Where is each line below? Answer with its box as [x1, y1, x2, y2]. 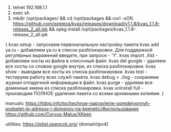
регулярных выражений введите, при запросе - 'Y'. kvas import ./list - [5, 52, 158, 58]
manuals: [5, 100, 25, 106]
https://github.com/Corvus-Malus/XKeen [5, 111, 92, 117]
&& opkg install [48, 26, 81, 32]
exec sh [12, 10, 30, 16]
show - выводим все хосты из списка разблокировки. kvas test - [5, 69, 147, 75]
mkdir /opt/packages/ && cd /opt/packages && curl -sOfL [12, 15, 135, 21]
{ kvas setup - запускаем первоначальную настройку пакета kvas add [5, 41, 159, 48]
